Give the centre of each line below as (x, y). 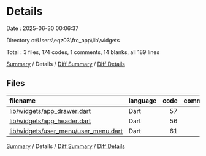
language (143, 101)
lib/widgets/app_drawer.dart (50, 111)
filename (23, 101)
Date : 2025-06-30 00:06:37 (43, 28)
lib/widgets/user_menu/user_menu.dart (66, 131)
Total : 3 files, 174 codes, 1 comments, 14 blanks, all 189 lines (83, 52)
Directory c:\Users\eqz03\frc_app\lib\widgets (63, 40)
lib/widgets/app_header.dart (50, 121)
